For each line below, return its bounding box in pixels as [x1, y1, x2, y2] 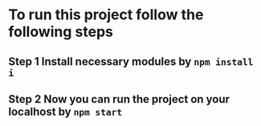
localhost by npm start [8, 104, 123, 118]
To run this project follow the [8, 6, 204, 24]
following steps [8, 22, 114, 41]
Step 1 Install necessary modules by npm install [8, 55, 254, 68]
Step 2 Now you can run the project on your [8, 92, 230, 106]
